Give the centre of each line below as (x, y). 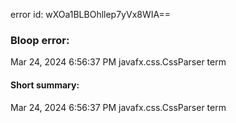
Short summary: (45, 85)
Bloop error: (40, 40)
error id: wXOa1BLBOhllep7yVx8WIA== (90, 14)
